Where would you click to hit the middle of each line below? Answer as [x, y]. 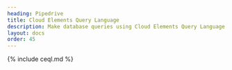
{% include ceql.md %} [41, 59]
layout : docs [26, 33]
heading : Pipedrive [35, 14]
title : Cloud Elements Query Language [63, 20]
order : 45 [22, 40]
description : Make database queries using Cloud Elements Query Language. [118, 26]
